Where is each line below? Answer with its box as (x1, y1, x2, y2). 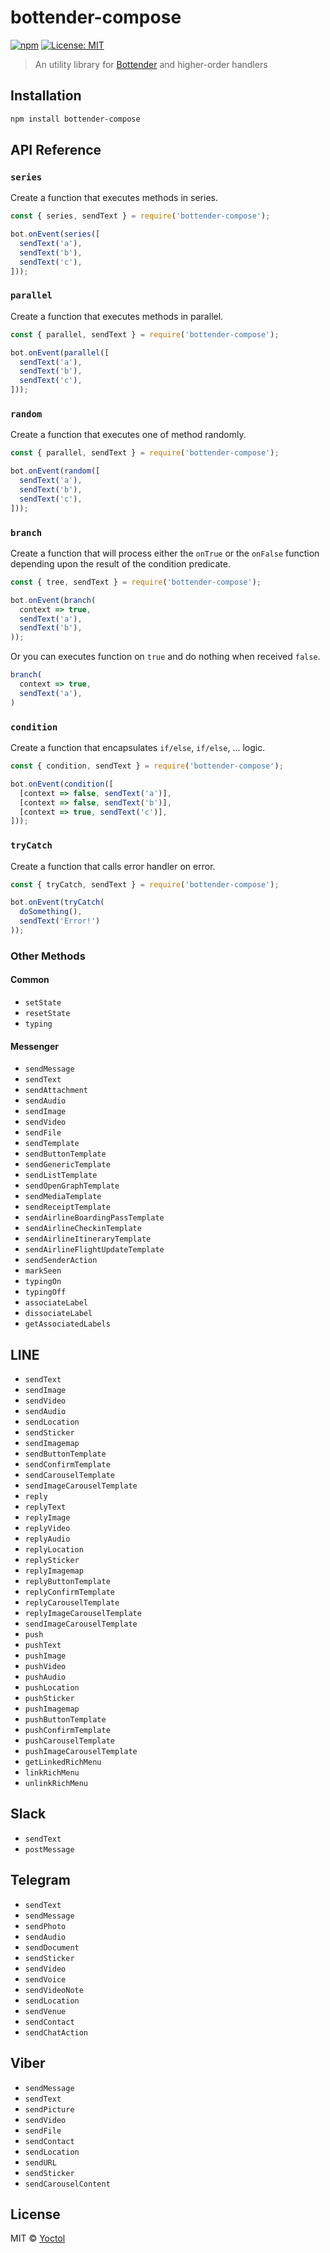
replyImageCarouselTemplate (24, 1609, 142, 1619)
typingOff (24, 1287, 67, 1298)
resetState (24, 1009, 71, 1019)
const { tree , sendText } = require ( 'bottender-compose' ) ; (10, 577, 262, 587)
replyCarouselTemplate (24, 1598, 120, 1608)
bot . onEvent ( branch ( (10, 595, 97, 605)
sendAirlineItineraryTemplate (24, 1234, 152, 1245)
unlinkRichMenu (24, 1779, 89, 1789)
